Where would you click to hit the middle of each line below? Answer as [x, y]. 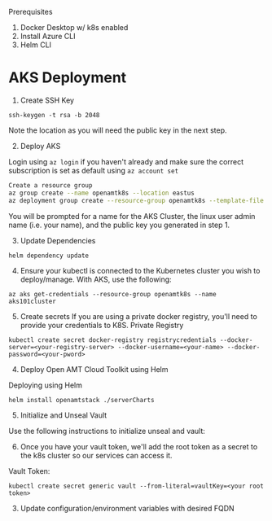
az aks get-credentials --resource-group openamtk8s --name [113, 294]
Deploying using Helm [46, 385]
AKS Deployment [68, 78]
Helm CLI [35, 45]
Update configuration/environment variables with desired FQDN [127, 508]
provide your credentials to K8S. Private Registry [102, 325]
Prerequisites [31, 12]
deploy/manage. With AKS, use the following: [96, 279]
